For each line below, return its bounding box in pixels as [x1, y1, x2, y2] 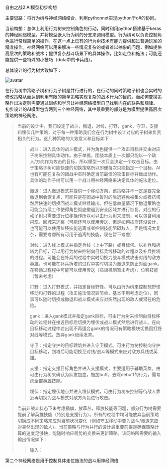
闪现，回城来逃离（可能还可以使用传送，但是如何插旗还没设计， [29, 219, 161, 225]
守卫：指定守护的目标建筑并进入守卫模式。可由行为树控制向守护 [29, 342, 161, 348]
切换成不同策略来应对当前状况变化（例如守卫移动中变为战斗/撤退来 [17, 418, 154, 424]
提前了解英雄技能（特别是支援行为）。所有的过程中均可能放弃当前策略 [17, 412, 159, 417]
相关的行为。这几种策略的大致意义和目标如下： [17, 136, 113, 141]
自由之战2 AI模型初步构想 [5, 4, 57, 10]
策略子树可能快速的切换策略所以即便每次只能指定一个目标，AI [34, 165, 161, 170]
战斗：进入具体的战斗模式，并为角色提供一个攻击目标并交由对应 [29, 146, 161, 152]
